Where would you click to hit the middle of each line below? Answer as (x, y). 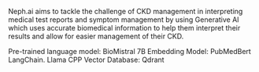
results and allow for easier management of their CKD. (96, 36)
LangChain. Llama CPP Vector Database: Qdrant (86, 59)
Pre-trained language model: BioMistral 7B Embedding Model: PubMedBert (130, 51)
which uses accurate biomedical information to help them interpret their (124, 28)
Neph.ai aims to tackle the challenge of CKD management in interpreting (126, 11)
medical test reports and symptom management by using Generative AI (124, 20)
